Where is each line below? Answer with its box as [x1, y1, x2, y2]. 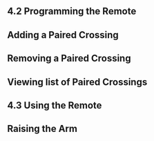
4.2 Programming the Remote [7, 6, 137, 17]
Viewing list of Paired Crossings [7, 76, 148, 88]
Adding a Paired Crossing [7, 29, 119, 41]
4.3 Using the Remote [7, 100, 102, 111]
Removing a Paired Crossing [7, 53, 131, 64]
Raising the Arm [7, 123, 78, 135]
